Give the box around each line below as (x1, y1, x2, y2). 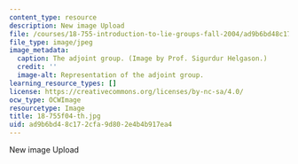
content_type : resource (9, 12, 98, 22)
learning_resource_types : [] (9, 79, 117, 88)
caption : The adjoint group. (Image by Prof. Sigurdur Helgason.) (17, 54, 268, 63)
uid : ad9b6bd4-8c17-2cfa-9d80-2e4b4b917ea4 (9, 121, 173, 129)
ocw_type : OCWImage (9, 95, 82, 105)
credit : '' (17, 63, 58, 72)
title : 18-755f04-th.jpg (9, 112, 101, 121)
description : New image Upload (9, 21, 125, 30)
